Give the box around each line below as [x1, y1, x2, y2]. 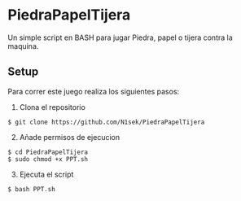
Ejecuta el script [19, 169, 74, 179]
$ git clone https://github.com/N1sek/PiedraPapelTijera [7, 118, 205, 126]
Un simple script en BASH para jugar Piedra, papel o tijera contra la [7, 33, 233, 42]
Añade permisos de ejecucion [19, 132, 120, 142]
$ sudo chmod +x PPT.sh [7, 155, 89, 164]
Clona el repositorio [19, 102, 86, 111]
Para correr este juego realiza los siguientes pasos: [7, 86, 180, 96]
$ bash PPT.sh [7, 185, 56, 193]
